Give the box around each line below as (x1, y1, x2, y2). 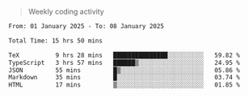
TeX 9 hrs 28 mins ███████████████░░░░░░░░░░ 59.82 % (8, 51, 241, 59)
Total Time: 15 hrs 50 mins (8, 36, 103, 45)
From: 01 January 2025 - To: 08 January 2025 (8, 22, 164, 30)
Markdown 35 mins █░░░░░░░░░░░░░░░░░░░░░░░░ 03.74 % (8, 74, 241, 82)
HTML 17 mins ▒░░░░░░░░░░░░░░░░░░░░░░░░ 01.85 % (8, 81, 241, 89)
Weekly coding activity (27, 7, 105, 16)
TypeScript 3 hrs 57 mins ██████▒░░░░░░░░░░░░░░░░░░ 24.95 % (8, 59, 241, 67)
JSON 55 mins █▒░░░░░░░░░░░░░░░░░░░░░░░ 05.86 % (8, 66, 241, 75)
